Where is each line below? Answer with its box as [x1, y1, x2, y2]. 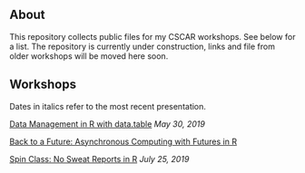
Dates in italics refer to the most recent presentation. [9, 101, 207, 111]
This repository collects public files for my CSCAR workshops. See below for [9, 31, 296, 42]
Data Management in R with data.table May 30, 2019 [9, 118, 206, 130]
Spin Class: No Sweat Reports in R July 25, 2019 [9, 153, 190, 164]
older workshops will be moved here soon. [9, 50, 169, 62]
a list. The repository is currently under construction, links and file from [9, 41, 275, 52]
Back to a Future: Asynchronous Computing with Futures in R [9, 136, 238, 147]
